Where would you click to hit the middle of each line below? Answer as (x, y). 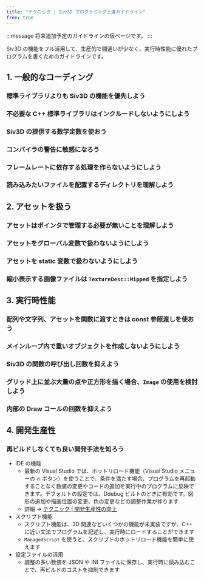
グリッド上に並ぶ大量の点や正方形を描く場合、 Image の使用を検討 (102, 382)
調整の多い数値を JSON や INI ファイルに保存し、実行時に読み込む (107, 562)
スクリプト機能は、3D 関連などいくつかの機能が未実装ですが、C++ (108, 524)
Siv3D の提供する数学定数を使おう (56, 131)
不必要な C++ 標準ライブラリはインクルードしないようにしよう (98, 114)
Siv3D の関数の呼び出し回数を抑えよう (63, 364)
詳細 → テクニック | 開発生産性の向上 (70, 509)
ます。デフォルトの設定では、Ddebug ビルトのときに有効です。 (109, 494)
